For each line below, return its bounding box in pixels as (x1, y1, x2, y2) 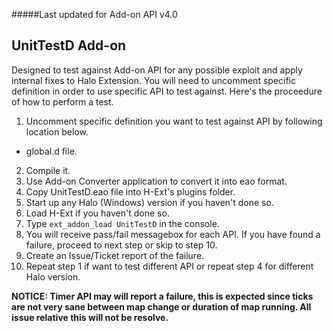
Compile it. (25, 164, 71, 176)
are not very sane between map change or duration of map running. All (11, 300, 312, 313)
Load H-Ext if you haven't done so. (25, 207, 170, 219)
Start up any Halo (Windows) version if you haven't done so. (25, 196, 274, 208)
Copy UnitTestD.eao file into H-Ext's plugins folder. (25, 185, 236, 198)
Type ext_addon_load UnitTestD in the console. (25, 217, 220, 229)
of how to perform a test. (11, 95, 114, 108)
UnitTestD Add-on (11, 37, 127, 54)
